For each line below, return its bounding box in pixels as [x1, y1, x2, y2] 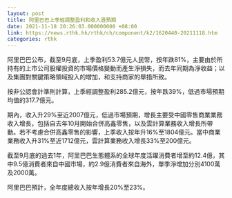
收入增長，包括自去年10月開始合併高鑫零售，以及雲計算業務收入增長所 [7, 119, 207, 128]
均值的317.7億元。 [7, 96, 58, 104]
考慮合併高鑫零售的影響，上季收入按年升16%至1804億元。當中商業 [30, 128, 221, 137]
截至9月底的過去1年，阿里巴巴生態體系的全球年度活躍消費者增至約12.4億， [7, 151, 219, 159]
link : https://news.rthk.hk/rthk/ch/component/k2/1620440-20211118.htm [7, 29, 217, 37]
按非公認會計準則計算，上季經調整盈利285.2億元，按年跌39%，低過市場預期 [7, 88, 224, 96]
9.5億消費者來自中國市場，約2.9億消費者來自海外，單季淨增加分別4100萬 [12, 160, 221, 168]
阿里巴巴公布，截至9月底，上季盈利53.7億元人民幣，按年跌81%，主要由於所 [7, 56, 223, 64]
